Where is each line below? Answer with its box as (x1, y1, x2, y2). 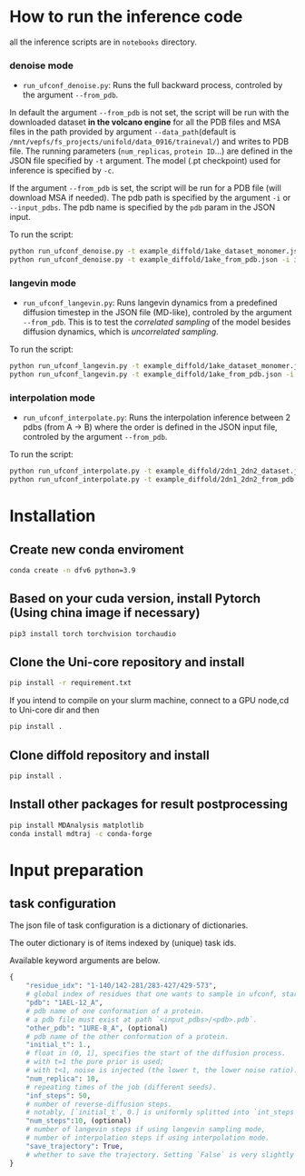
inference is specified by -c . (9, 165, 115, 176)
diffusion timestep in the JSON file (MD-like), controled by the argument (22, 307, 292, 318)
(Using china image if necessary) (9, 605, 201, 621)
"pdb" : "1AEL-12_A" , (25, 998, 103, 1008)
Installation (9, 506, 96, 526)
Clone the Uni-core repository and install (9, 654, 245, 670)
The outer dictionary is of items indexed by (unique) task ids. (9, 938, 237, 949)
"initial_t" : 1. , (25, 1041, 92, 1050)
